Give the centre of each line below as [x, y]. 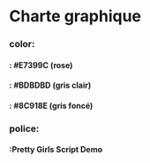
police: [24, 128]
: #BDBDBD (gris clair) [50, 85]
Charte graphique [75, 16]
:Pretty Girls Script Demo [56, 150]
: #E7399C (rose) [41, 65]
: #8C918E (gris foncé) [51, 105]
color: [22, 44]
